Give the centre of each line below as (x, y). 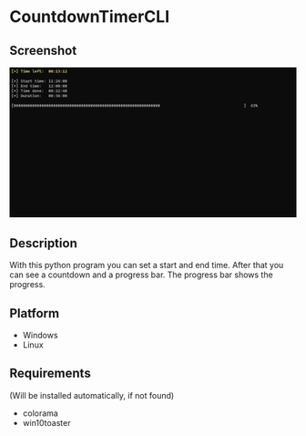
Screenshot (43, 51)
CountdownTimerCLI (90, 17)
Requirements (50, 374)
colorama (41, 413)
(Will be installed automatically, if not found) (92, 395)
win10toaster (46, 422)
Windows (40, 335)
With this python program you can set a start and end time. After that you (147, 265)
